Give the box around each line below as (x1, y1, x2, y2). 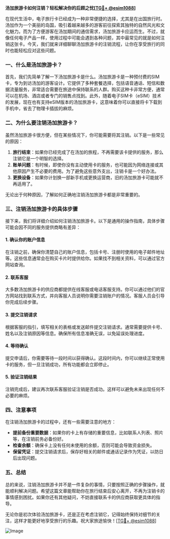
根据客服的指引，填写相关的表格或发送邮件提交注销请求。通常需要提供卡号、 (5, 324, 165, 330)
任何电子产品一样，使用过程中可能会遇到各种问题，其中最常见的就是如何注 (9, 35, 165, 41)
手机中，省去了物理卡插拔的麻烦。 (5, 105, 76, 112)
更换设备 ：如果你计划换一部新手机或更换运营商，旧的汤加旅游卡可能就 (12, 174, 159, 181)
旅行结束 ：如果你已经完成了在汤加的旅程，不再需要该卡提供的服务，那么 (12, 149, 163, 155)
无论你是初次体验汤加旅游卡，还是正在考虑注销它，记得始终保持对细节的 (5, 511, 156, 517)
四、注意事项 (5, 406, 37, 413)
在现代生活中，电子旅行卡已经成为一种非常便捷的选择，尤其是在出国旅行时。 (5, 16, 165, 22)
